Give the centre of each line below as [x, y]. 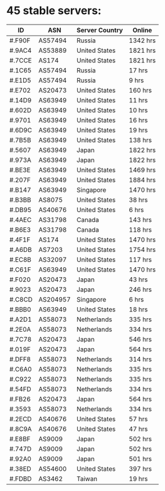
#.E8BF [20, 439]
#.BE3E [20, 170]
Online [142, 30]
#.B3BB [21, 200]
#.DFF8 [20, 359]
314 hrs [140, 359]
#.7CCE [21, 60]
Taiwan [87, 479]
